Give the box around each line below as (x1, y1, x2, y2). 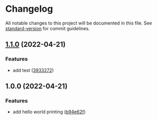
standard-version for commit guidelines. (5, 25, 90, 31)
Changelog (5, 3, 53, 15)
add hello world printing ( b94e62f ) (12, 109, 86, 115)
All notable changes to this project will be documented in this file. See (5, 20, 152, 26)
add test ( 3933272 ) (12, 67, 54, 73)
